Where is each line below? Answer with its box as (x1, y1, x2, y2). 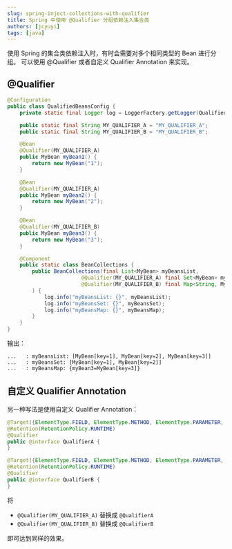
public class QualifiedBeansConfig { (7, 103, 116, 110)
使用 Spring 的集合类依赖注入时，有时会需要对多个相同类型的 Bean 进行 (7, 49, 211, 57)
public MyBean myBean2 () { (19, 191, 97, 199)
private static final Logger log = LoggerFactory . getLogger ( (19, 109, 199, 116)
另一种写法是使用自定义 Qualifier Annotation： (7, 405, 139, 413)
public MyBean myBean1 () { (19, 153, 97, 161)
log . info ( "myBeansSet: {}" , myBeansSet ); (43, 300, 166, 307)
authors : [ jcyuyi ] (7, 23, 60, 30)
